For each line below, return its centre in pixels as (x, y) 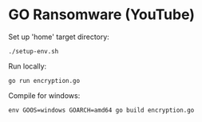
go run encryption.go (44, 81)
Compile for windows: (44, 95)
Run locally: (28, 66)
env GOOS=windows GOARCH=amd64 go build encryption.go (101, 110)
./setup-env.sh (34, 51)
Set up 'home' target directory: (59, 37)
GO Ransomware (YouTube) (102, 15)
